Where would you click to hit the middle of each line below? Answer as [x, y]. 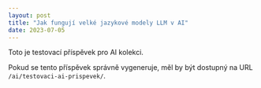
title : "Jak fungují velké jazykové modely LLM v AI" [99, 23]
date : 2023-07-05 [37, 30]
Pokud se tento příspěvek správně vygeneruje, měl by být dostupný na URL [131, 68]
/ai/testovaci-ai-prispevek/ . [57, 76]
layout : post [30, 15]
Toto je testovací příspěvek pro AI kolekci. [76, 53]
